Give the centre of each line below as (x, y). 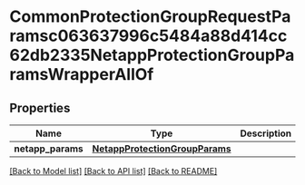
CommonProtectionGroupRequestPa (150, 17)
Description (266, 133)
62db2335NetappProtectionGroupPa (152, 55)
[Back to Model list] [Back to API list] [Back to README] (113, 171)
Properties (40, 107)
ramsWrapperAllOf (82, 75)
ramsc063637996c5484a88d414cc (148, 36)
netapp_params (49, 149)
